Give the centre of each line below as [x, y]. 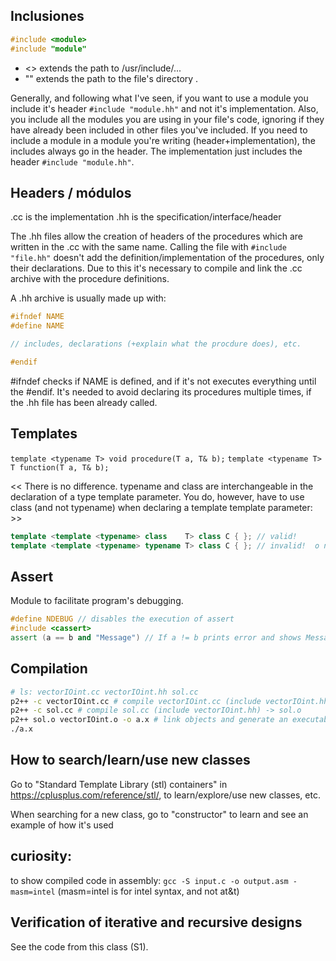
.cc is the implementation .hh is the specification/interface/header [146, 217]
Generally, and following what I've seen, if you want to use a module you [159, 98]
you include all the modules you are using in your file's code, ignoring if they [167, 119]
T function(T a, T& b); [60, 467]
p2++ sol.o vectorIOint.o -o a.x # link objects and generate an [149, 720]
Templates [44, 434]
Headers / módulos [71, 192]
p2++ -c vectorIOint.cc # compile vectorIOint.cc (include [136, 701]
